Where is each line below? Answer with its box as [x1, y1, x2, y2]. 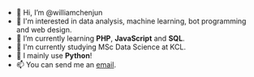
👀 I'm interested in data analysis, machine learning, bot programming [15, 16, 247, 26]
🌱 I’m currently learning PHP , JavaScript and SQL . [15, 33, 185, 43]
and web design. [15, 25, 72, 34]
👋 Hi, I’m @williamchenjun [15, 8, 103, 17]
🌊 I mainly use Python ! [15, 51, 93, 60]
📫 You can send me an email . [15, 60, 116, 69]
